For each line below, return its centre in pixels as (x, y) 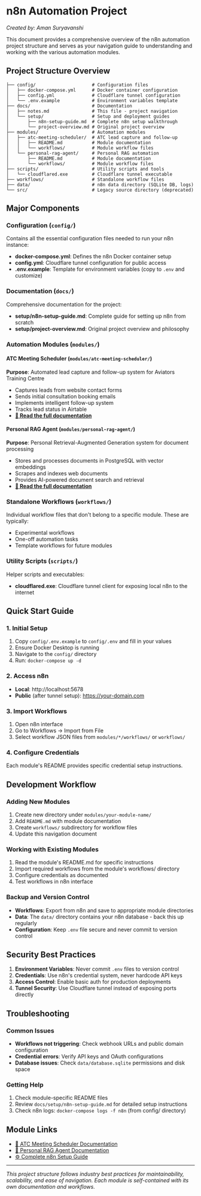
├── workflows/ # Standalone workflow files (85, 179)
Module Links (32, 1130)
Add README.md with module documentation (68, 821)
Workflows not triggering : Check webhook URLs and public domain (99, 1044)
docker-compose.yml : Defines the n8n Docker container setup (93, 257)
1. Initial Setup (27, 628)
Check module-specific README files (61, 1098)
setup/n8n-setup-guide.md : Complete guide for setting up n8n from (100, 316)
